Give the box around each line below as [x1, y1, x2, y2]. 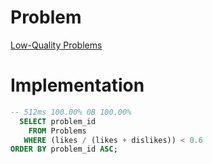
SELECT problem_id [19, 116, 97, 126]
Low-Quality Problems [10, 39, 103, 51]
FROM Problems [28, 126, 87, 136]
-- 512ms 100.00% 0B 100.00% [10, 107, 132, 117]
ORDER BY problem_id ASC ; [10, 144, 118, 155]
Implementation [10, 74, 145, 97]
